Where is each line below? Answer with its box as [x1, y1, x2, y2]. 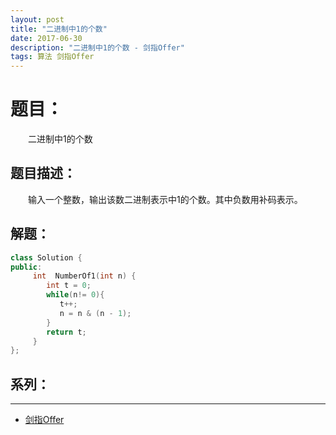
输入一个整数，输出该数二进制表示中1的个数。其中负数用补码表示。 [27, 193, 303, 205]
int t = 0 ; [46, 281, 92, 291]
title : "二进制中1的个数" [10, 24, 108, 34]
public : [10, 262, 43, 272]
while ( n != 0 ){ [46, 290, 105, 300]
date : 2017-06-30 [10, 33, 83, 43]
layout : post [10, 14, 65, 25]
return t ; [46, 327, 87, 337]
